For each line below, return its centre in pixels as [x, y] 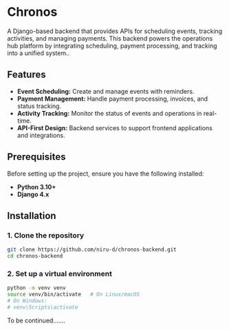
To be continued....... [36, 320]
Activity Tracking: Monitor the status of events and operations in [109, 113]
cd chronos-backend [35, 256]
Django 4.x [33, 194]
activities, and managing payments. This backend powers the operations [110, 38]
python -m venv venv [37, 288]
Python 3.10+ [36, 187]
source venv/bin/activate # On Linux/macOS [73, 295]
